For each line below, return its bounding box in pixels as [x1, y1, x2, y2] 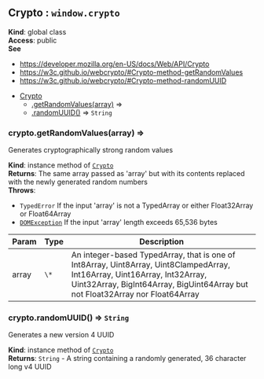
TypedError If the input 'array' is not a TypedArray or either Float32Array [19, 201, 254, 211]
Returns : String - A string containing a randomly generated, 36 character [8, 354, 247, 363]
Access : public [8, 35, 57, 45]
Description [139, 236, 185, 247]
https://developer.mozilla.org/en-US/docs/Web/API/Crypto [19, 59, 210, 68]
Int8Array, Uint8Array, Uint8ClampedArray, [71, 259, 230, 270]
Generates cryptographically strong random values [8, 145, 174, 155]
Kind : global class [8, 27, 67, 36]
